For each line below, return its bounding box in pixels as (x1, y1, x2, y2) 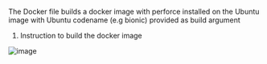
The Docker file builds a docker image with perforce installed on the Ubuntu (8, 7, 260, 16)
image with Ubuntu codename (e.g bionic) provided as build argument (8, 15, 240, 25)
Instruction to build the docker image (19, 31, 142, 40)
